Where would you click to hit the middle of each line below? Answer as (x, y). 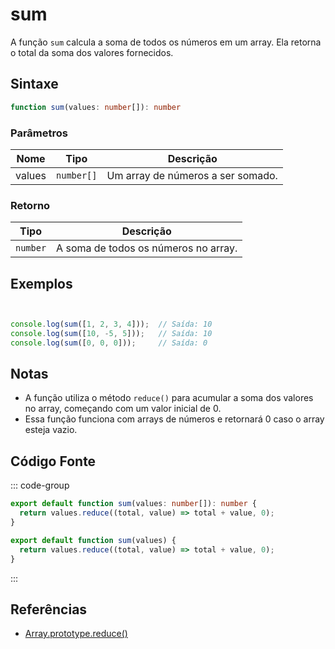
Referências (49, 609)
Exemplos (41, 283)
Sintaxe (34, 84)
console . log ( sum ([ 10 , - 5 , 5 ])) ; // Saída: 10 (111, 333)
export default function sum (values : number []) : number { (133, 504)
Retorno (30, 205)
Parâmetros (39, 133)
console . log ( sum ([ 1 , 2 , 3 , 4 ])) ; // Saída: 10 (111, 324)
